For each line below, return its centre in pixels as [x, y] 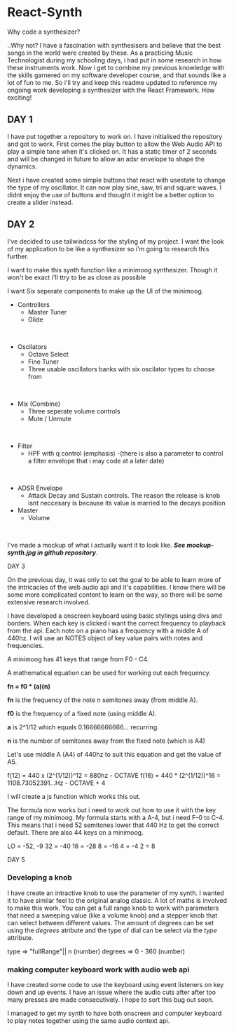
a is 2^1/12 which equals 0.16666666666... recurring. [83, 727]
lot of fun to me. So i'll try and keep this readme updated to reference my [112, 82]
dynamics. [22, 166]
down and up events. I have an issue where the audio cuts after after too [111, 992]
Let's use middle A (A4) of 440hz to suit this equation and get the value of [115, 754]
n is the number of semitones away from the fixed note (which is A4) [106, 741]
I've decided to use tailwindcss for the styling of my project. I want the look [116, 241]
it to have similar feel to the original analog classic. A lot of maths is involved [117, 900]
